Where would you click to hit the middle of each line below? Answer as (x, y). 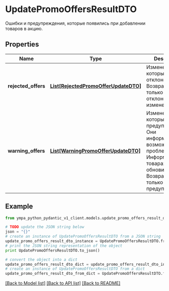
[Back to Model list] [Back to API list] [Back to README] (63, 283)
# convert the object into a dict (41, 260)
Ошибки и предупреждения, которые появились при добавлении (75, 23)
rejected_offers (26, 86)
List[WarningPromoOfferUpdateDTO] (95, 151)
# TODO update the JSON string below (45, 227)
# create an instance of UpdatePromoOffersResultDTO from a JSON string (83, 237)
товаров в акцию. (24, 28)
